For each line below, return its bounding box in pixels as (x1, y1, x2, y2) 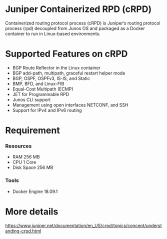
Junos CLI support (12, 96, 51, 102)
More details (5, 206, 58, 217)
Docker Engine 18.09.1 (12, 188, 58, 194)
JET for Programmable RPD (12, 91, 69, 97)
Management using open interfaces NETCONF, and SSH (12, 101, 128, 108)
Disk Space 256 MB (12, 164, 53, 170)
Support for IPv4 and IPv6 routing (12, 107, 82, 113)
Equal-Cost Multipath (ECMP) (12, 86, 73, 92)
